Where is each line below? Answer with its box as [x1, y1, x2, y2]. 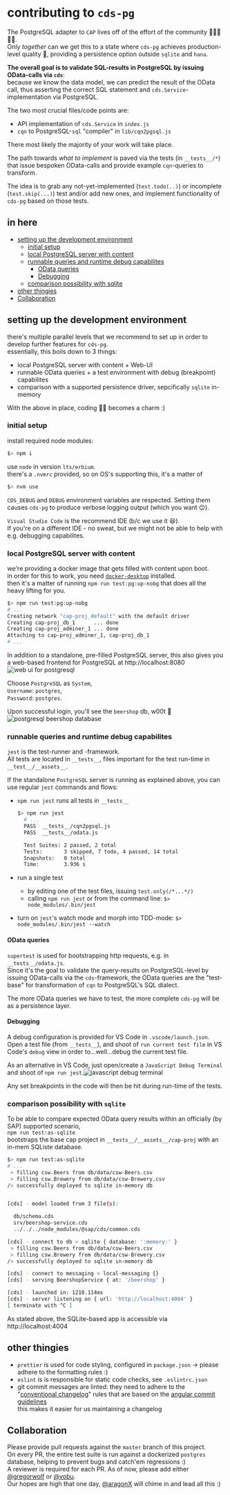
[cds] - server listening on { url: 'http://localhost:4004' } [7, 1295, 193, 1303]
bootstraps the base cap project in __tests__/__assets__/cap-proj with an [7, 1135, 219, 1144]
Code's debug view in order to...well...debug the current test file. [7, 1047, 189, 1056]
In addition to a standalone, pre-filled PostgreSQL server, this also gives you [7, 651, 224, 660]
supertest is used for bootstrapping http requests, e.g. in [7, 951, 169, 959]
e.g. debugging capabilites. [7, 531, 85, 540]
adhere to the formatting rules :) [17, 1368, 108, 1376]
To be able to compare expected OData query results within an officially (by [7, 1115, 222, 1123]
